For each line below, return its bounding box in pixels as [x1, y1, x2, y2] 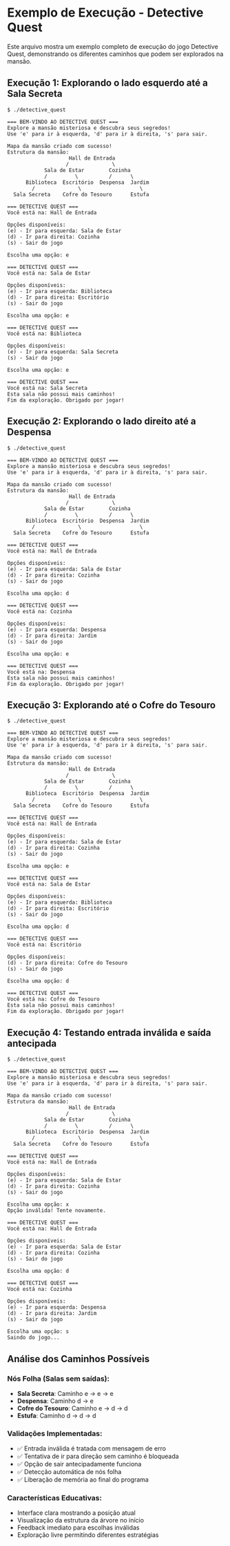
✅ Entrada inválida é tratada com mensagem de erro [17, 1444, 167, 1453]
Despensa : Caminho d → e [17, 1397, 94, 1405]
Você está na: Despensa [7, 669, 76, 676]
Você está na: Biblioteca [7, 330, 81, 337]
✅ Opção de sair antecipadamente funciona [17, 1460, 142, 1469]
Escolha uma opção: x [7, 1201, 70, 1208]
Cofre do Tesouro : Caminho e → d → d [17, 1404, 129, 1412]
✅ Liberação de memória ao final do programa [17, 1475, 149, 1484]
